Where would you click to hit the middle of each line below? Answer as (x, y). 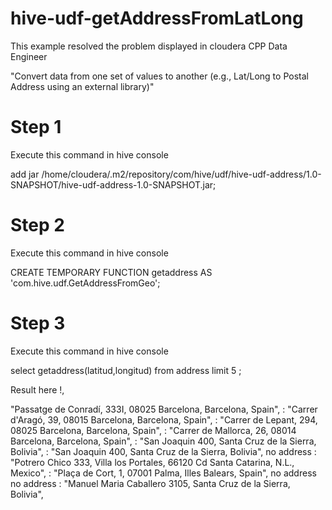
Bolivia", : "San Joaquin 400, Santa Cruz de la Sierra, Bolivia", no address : (163, 451)
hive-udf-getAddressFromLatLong (157, 18)
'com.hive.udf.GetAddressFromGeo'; (85, 283)
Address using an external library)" (82, 86)
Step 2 (37, 225)
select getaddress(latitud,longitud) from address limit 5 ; (126, 370)
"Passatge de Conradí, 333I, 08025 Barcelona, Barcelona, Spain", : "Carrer (164, 409)
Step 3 (38, 323)
